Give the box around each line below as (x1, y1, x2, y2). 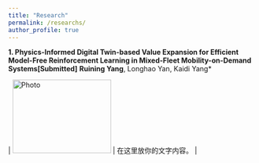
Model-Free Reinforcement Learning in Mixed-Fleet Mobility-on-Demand (8, 56, 252, 65)
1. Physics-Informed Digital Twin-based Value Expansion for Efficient (8, 48, 239, 57)
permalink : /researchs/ (8, 19, 87, 27)
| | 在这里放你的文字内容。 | (8, 146, 198, 155)
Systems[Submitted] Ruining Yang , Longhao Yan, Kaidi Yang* (8, 64, 213, 74)
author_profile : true (8, 26, 80, 34)
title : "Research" (8, 11, 68, 20)
